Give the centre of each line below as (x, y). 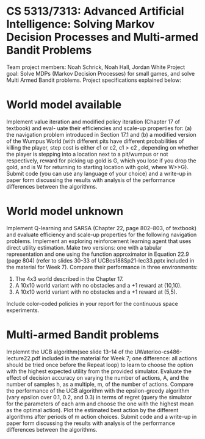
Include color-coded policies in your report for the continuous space (92, 303)
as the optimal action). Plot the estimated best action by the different (92, 410)
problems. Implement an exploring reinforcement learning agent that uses (99, 241)
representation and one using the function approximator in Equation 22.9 (98, 254)
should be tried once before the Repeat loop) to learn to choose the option (100, 365)
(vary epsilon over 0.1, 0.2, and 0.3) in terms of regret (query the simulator (99, 397)
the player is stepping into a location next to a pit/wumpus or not (87, 154)
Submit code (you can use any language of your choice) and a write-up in (99, 173)
